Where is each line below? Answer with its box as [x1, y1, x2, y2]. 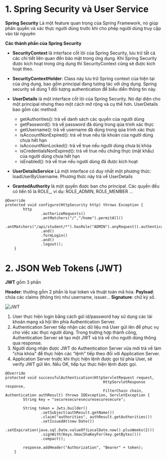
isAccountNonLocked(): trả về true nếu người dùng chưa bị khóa [19, 142, 152, 148]
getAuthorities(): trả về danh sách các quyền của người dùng [19, 116, 145, 122]
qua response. [12, 340, 42, 346]
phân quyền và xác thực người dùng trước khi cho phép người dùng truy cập [5, 25, 162, 31]
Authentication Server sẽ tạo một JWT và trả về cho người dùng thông [12, 334, 157, 340]
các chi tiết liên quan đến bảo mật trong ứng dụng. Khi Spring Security [12, 55, 157, 61]
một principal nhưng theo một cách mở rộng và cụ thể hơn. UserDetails [12, 101, 158, 107]
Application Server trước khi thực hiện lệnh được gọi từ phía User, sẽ [12, 356, 153, 362]
